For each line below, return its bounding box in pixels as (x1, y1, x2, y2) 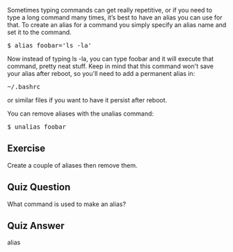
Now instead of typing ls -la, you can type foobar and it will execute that (7, 55, 214, 63)
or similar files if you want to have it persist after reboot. (7, 96, 168, 104)
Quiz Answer (7, 220, 65, 232)
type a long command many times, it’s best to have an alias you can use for (7, 13, 223, 22)
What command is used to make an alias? (7, 200, 127, 208)
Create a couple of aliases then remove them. (7, 161, 138, 169)
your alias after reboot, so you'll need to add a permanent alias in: (7, 70, 195, 77)
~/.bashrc (7, 83, 40, 90)
